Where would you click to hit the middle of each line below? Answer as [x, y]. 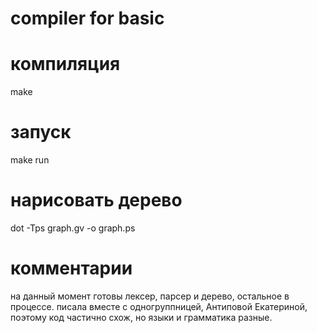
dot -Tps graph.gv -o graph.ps [73, 228]
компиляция [65, 64]
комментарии [71, 268]
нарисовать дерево [96, 200]
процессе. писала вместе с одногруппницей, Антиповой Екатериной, [159, 306]
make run [30, 160]
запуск [41, 132]
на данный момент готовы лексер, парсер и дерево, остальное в [150, 296]
